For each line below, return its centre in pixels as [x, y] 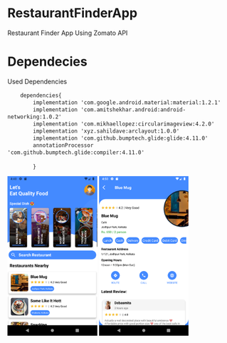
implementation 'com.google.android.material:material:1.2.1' [127, 102]
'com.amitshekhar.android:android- [133, 109]
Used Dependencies [37, 81]
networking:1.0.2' [35, 117]
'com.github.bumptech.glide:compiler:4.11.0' [76, 152]
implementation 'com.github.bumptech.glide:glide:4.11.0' [121, 138]
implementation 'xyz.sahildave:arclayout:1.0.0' [106, 131]
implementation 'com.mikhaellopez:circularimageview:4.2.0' [124, 124]
